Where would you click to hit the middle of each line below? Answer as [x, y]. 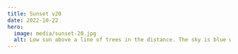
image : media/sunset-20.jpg [55, 33]
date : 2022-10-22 [33, 20]
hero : [15, 27]
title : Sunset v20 [34, 14]
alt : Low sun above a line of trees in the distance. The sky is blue [120, 40]
